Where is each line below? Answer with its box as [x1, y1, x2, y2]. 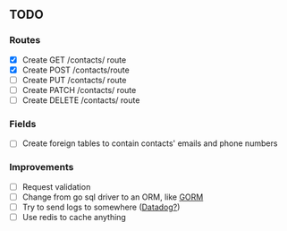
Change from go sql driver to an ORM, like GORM [21, 192, 204, 202]
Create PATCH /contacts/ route [21, 84, 137, 95]
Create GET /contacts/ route [21, 54, 127, 65]
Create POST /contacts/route [21, 64, 130, 75]
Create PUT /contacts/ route [21, 74, 127, 85]
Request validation [21, 181, 91, 192]
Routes [9, 34, 41, 47]
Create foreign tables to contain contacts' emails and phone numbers [21, 138, 278, 149]
